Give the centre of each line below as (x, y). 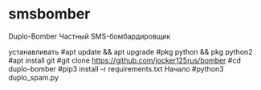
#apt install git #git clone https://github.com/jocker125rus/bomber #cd (124, 60)
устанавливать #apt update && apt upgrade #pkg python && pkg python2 (130, 51)
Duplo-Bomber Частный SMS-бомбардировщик (90, 36)
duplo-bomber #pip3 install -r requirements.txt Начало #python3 (116, 68)
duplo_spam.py (34, 77)
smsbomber (49, 14)
